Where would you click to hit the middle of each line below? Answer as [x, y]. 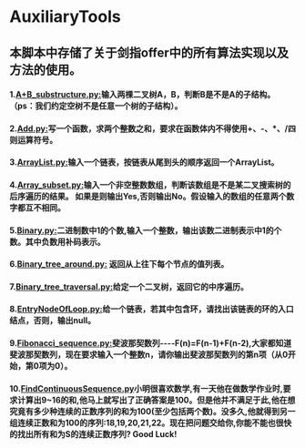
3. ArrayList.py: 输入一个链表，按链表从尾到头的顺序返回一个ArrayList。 [144, 162]
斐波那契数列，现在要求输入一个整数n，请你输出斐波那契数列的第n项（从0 [149, 354]
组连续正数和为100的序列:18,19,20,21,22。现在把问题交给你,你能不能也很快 [151, 423]
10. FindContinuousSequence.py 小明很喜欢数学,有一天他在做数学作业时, [147, 388]
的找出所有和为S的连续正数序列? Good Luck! [93, 433]
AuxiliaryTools [65, 17]
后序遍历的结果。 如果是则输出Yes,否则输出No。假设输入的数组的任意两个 [148, 196]
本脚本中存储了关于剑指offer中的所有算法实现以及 [149, 52]
